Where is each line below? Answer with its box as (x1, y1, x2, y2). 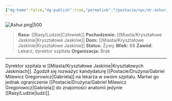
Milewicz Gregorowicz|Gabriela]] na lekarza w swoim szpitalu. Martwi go (5, 73, 159, 79)
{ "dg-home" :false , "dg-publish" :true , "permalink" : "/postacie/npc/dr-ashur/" (5, 7, 170, 13)
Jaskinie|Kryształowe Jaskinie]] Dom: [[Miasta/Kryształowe (17, 37, 144, 43)
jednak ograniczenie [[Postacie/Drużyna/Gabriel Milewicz (5, 79, 127, 85)
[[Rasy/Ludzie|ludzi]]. (5, 90, 51, 96)
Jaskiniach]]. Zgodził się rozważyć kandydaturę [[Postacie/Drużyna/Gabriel (5, 68, 165, 74)
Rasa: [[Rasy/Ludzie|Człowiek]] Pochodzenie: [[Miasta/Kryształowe (17, 31, 162, 37)
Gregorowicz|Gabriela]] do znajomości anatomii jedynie (5, 84, 123, 90)
